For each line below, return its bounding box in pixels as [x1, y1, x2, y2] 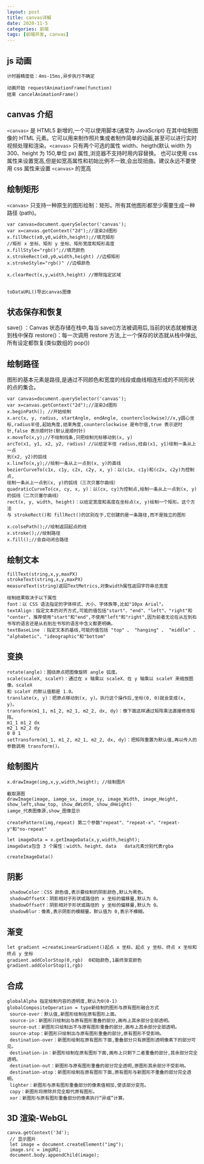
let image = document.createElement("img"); [9, 1141, 124, 1148]
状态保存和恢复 [7, 306, 63, 317]
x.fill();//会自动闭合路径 [7, 537, 69, 543]
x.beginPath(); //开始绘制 [7, 408, 72, 415]
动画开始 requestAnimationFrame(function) [7, 84, 112, 91]
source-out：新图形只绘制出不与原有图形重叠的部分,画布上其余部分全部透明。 [9, 1024, 180, 1030]
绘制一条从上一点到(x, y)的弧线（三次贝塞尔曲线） [7, 480, 118, 486]
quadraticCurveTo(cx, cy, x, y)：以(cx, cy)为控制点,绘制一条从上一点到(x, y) [7, 486, 197, 492]
